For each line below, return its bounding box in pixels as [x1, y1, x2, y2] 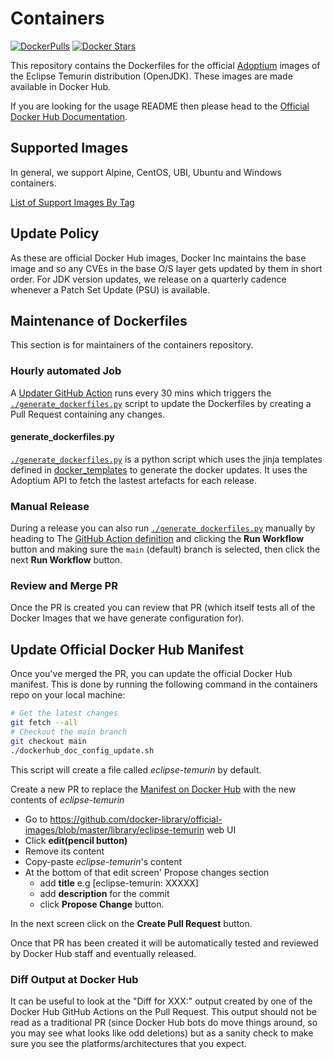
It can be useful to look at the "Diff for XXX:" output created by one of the [10, 995, 313, 1007]
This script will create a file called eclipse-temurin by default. [10, 763, 262, 776]
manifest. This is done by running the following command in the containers [10, 678, 318, 691]
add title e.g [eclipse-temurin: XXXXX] [39, 877, 199, 889]
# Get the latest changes [10, 708, 118, 719]
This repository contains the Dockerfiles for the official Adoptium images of [10, 59, 321, 71]
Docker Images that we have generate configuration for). [10, 612, 245, 624]
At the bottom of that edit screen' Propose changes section [24, 866, 270, 878]
